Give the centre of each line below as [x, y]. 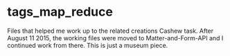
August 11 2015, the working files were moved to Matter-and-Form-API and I [115, 38]
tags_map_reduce [60, 12]
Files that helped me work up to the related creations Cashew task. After [110, 31]
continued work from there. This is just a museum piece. [88, 45]
